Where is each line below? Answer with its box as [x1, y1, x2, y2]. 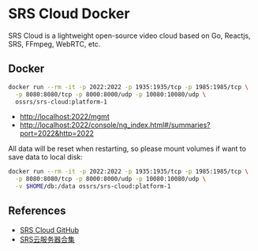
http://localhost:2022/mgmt [19, 112, 110, 122]
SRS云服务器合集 [19, 234, 75, 244]
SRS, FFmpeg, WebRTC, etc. [8, 39, 101, 48]
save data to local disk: [8, 152, 83, 162]
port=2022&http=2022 [19, 129, 95, 138]
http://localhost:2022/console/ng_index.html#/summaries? [19, 120, 211, 130]
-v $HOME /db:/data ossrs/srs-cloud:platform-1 [15, 182, 171, 190]
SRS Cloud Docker [8, 5, 130, 23]
